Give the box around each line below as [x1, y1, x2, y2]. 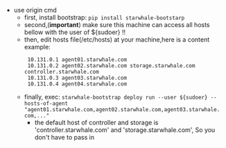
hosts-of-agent [24, 100, 68, 107]
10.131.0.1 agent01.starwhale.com [27, 56, 127, 63]
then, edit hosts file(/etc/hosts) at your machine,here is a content [24, 35, 210, 44]
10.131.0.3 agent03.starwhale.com [27, 74, 127, 81]
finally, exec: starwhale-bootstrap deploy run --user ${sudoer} [24, 93, 208, 101]
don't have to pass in [34, 133, 95, 141]
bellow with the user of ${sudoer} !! [24, 28, 126, 36]
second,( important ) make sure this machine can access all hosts [24, 21, 210, 28]
